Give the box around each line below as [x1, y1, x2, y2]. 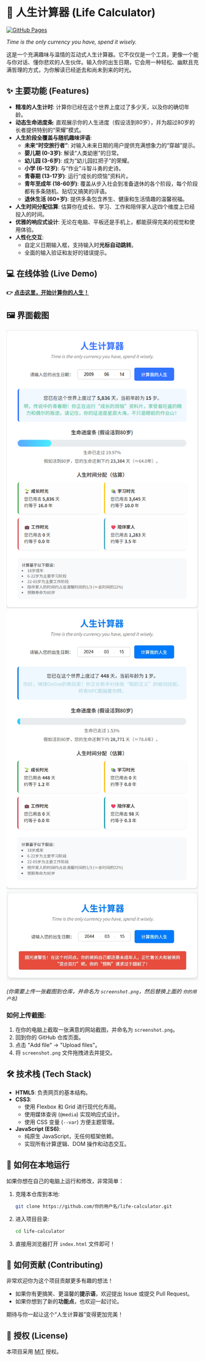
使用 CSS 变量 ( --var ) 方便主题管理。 [24, 1118, 118, 1126]
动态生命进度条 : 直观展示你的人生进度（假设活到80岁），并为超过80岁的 [15, 118, 195, 126]
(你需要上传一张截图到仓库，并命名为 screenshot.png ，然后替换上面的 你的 [6, 988, 193, 995]
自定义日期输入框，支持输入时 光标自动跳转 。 [24, 241, 137, 248]
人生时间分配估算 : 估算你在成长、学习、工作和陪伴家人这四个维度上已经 [15, 203, 195, 210]
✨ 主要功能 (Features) [6, 86, 90, 96]
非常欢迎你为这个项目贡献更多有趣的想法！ [6, 1277, 113, 1284]
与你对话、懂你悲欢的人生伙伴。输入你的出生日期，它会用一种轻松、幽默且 [6, 58, 193, 66]
